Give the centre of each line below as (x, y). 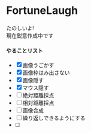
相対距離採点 (38, 103)
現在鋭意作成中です (30, 35)
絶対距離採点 (38, 96)
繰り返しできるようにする (54, 118)
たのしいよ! (20, 28)
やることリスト (25, 50)
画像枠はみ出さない (46, 73)
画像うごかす (38, 65)
